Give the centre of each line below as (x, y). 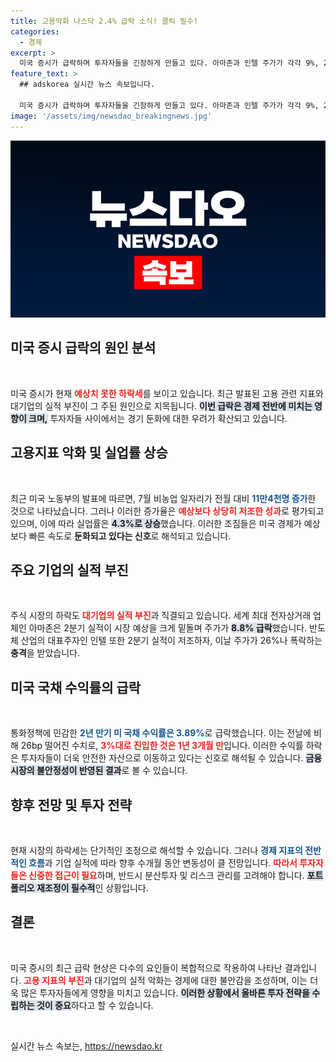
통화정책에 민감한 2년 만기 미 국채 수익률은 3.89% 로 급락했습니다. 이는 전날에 (161, 733)
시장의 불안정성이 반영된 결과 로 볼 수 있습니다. (99, 771)
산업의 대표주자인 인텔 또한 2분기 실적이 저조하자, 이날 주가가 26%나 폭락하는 (171, 641)
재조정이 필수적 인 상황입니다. (92, 888)
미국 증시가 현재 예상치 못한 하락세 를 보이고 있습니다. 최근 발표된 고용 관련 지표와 (167, 393)
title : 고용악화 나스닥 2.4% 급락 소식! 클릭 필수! (104, 21)
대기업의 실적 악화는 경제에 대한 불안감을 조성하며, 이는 (201, 980)
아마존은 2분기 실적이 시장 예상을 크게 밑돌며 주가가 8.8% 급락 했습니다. (168, 628)
